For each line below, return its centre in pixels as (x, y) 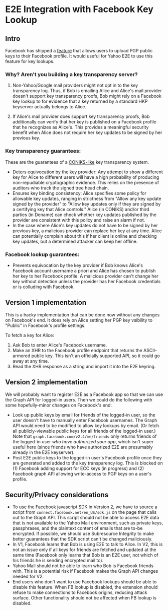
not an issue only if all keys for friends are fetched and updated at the (84, 550)
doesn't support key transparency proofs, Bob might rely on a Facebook (87, 96)
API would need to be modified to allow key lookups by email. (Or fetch (86, 425)
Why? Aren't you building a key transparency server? (71, 74)
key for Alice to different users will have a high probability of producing (86, 177)
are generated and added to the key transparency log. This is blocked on (88, 463)
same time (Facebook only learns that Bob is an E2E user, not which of (86, 555)
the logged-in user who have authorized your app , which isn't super (83, 441)
